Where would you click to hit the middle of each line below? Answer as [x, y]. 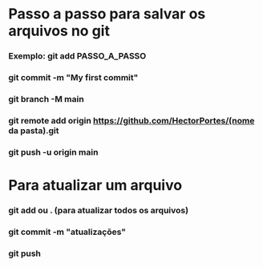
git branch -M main [46, 99]
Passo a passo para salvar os [107, 14]
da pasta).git [34, 131]
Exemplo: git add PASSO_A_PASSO [77, 56]
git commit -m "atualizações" [67, 232]
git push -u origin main [53, 152]
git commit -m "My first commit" [73, 78]
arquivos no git [59, 31]
